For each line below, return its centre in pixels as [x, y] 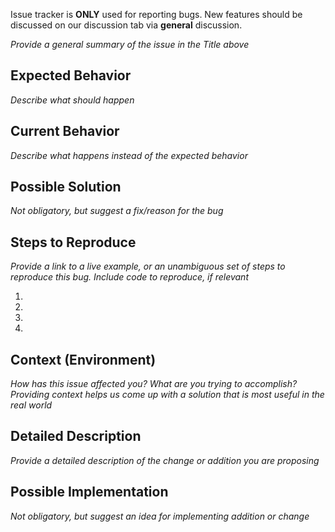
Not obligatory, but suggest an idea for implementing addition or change [160, 516]
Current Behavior [65, 131]
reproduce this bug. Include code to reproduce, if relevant [129, 277]
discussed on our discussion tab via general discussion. [126, 25]
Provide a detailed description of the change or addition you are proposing [165, 460]
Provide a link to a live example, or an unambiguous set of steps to [148, 266]
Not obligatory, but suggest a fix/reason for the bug [117, 211]
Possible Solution [66, 187]
